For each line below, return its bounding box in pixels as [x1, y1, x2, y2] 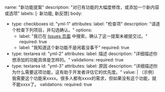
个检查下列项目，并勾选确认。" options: [11, 27, 92, 33]
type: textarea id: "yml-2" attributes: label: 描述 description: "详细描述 [11, 51, 154, 57]
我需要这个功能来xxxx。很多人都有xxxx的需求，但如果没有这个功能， [11, 75, 152, 81]
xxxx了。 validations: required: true [20, 82, 92, 87]
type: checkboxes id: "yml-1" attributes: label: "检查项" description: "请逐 [11, 21, 160, 27]
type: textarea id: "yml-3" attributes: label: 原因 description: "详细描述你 [11, 63, 158, 69]
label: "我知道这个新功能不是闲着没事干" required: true [19, 45, 129, 50]
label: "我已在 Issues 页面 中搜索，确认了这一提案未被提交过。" [19, 33, 148, 39]
